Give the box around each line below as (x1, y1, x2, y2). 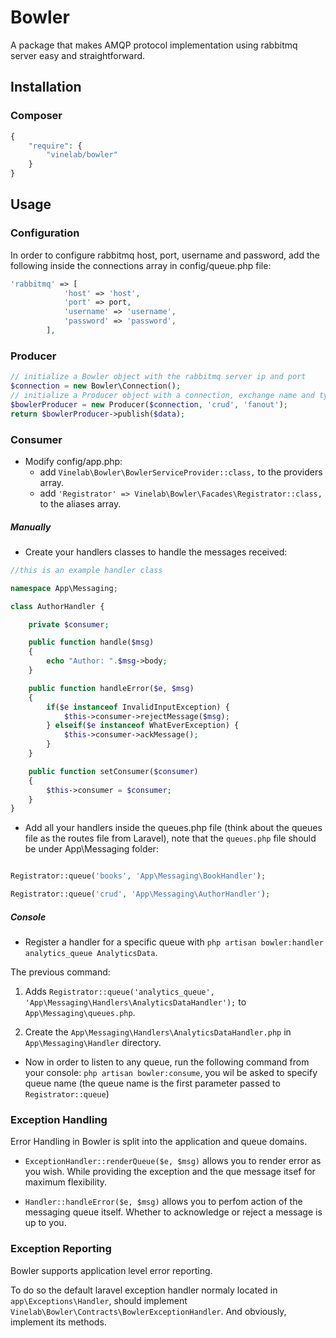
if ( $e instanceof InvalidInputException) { (46, 702, 230, 712)
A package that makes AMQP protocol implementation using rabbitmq (10, 39, 298, 51)
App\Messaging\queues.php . (24, 1006, 136, 1018)
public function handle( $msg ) (28, 637, 155, 648)
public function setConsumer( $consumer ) (28, 766, 199, 776)
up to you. (24, 1217, 67, 1229)
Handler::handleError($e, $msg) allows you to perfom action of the (24, 1196, 303, 1208)
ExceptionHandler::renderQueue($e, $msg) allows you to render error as (24, 1155, 322, 1167)
